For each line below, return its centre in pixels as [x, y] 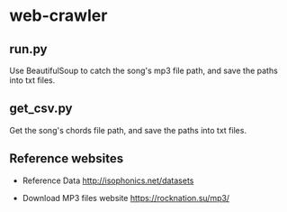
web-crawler [58, 16]
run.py [28, 49]
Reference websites [67, 159]
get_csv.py [41, 109]
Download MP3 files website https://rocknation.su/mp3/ [126, 198]
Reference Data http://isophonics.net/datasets [108, 180]
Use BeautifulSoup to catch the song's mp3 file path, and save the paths [144, 70]
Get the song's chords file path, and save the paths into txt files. [128, 130]
